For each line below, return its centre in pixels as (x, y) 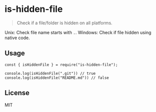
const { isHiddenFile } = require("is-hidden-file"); (61, 65)
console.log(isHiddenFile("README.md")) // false (57, 78)
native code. (17, 38)
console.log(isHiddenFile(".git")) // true (50, 73)
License (17, 93)
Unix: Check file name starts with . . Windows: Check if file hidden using (78, 32)
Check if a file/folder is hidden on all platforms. (64, 23)
